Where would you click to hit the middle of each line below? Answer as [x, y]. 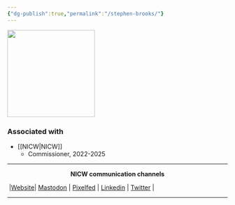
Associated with [36, 131]
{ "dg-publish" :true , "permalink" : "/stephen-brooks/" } [86, 14]
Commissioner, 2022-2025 [67, 153]
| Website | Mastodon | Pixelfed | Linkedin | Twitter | [82, 187]
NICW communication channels [117, 174]
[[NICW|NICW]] [40, 146]
